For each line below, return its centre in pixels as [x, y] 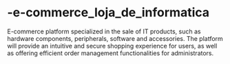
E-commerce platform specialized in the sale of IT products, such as [104, 31]
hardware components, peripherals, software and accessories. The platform [115, 38]
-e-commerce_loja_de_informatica [108, 13]
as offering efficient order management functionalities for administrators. [111, 53]
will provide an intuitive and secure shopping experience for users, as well [112, 46]
